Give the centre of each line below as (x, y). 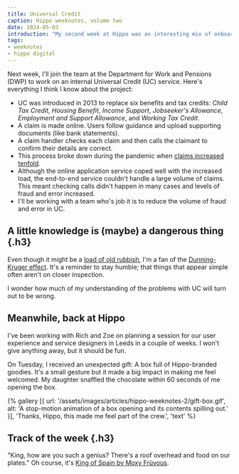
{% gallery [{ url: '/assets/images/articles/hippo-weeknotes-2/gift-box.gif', (117, 401)
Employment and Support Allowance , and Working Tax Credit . (109, 117)
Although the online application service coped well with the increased (120, 171)
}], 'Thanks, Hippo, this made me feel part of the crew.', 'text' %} (102, 416)
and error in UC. (41, 209)
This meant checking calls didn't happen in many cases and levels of (119, 186)
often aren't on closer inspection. (56, 274)
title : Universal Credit (44, 14)
